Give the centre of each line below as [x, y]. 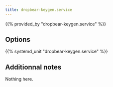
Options [18, 40]
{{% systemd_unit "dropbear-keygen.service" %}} [56, 51]
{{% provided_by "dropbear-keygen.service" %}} [56, 24]
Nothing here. [19, 79]
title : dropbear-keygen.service [39, 10]
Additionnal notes [33, 67]
